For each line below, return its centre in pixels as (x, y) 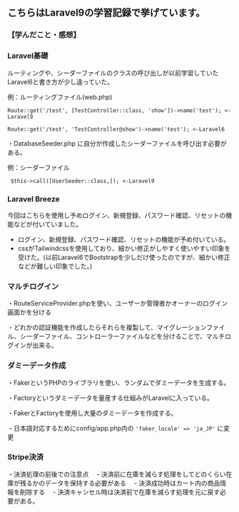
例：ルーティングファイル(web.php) (60, 97)
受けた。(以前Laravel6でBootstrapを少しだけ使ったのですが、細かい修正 (124, 257)
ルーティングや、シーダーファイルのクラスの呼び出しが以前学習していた (113, 73)
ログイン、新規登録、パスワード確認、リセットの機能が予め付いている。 (124, 239)
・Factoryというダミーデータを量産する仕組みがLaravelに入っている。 (111, 398)
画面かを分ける (29, 312)
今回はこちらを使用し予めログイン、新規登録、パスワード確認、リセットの (117, 215)
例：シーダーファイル (39, 167)
